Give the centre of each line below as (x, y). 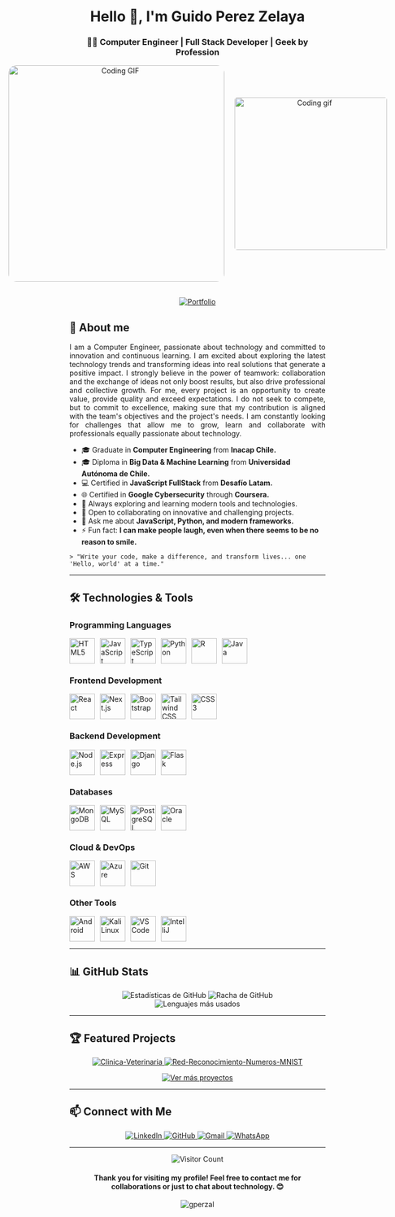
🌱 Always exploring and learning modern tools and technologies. (189, 504)
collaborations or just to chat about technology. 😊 (197, 1186)
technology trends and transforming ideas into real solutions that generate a (197, 365)
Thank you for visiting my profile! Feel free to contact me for (197, 1178)
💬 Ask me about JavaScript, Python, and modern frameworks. (187, 521)
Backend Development (115, 736)
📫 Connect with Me (121, 1112)
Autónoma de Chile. (115, 474)
